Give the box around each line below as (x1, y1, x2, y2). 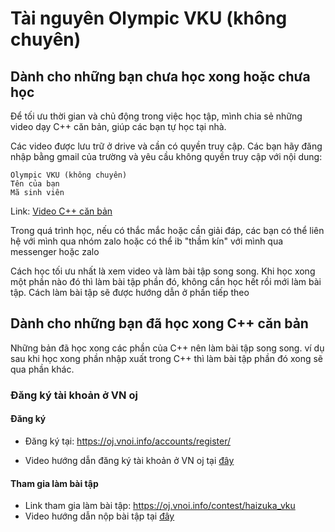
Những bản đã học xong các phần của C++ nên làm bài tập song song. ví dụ (10, 342, 325, 354)
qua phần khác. (10, 363, 75, 375)
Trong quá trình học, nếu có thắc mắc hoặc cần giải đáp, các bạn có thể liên (10, 225, 325, 236)
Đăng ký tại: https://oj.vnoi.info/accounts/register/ (24, 435, 231, 447)
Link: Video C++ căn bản (10, 205, 113, 217)
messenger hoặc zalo (10, 246, 100, 257)
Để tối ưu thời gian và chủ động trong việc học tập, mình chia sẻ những (10, 110, 303, 122)
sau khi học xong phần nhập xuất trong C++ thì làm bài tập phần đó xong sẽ (10, 352, 323, 364)
